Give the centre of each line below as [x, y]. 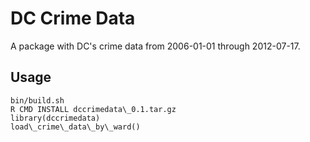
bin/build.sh [37, 100]
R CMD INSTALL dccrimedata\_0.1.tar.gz [93, 109]
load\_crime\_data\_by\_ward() [75, 127]
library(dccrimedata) [55, 118]
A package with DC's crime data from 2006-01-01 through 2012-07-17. [155, 46]
